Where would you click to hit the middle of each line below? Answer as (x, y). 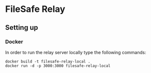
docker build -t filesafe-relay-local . (48, 61)
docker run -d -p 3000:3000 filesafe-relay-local (58, 66)
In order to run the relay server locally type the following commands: (76, 52)
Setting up (22, 28)
